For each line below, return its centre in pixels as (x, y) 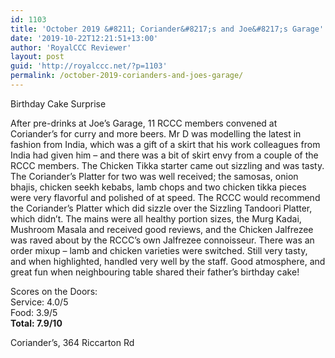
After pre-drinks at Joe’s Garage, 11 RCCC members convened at (144, 123)
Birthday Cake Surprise (58, 103)
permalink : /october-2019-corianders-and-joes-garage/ (127, 76)
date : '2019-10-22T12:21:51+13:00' (84, 38)
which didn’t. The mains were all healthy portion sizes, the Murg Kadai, (156, 218)
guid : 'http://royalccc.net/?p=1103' (89, 66)
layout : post (37, 57)
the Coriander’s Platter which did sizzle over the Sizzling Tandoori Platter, (161, 208)
